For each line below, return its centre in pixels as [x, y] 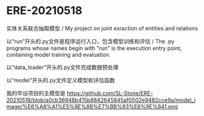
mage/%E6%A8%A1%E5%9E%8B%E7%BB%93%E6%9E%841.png [92, 106]
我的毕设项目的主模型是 [36, 93]
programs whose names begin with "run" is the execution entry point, [94, 48]
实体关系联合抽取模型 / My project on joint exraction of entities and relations [102, 28]
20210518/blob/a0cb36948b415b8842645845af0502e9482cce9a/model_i [101, 100]
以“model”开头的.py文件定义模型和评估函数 [61, 80]
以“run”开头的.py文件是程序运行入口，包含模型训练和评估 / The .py [90, 41]
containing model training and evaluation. [59, 54]
